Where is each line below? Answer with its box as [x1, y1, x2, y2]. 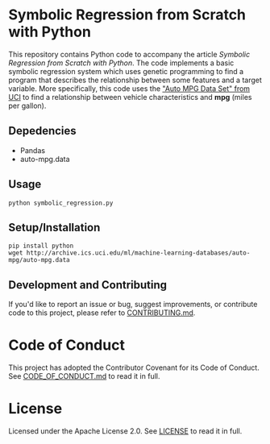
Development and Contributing [8, 278, 168, 292]
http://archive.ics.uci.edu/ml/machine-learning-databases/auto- [26, 249, 251, 257]
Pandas [19, 145, 46, 155]
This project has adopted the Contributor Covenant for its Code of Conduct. [8, 363, 260, 372]
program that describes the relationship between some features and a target [8, 75, 262, 85]
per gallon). [8, 101, 47, 110]
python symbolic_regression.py [8, 199, 114, 207]
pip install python [8, 242, 74, 251]
